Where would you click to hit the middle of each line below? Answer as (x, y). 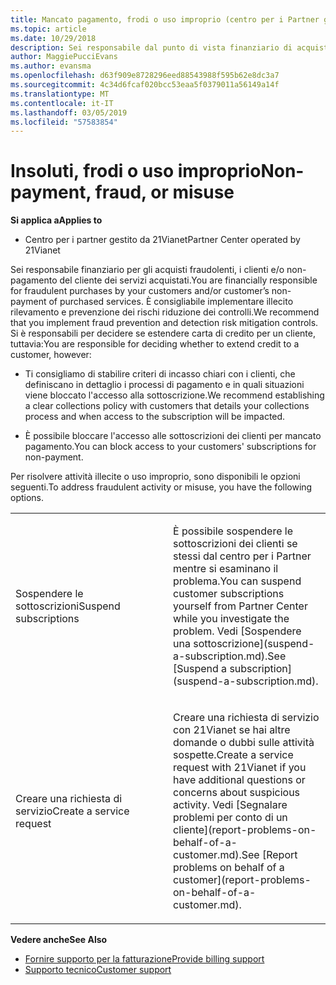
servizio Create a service (72, 811)
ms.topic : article (48, 29)
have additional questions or (239, 780)
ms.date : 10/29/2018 (53, 38)
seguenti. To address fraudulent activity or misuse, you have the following (161, 487)
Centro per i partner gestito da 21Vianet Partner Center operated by (162, 240)
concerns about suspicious (237, 793)
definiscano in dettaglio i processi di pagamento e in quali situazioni (164, 385)
